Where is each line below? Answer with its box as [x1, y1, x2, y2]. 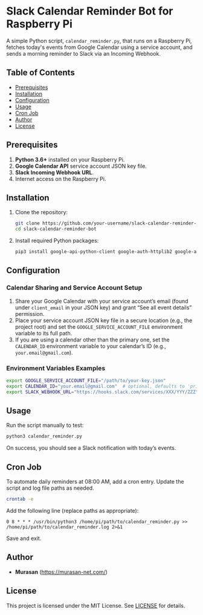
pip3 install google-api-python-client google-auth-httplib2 [14, 249, 173, 255]
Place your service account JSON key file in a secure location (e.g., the [14, 317, 193, 324]
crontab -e [6, 496, 34, 502]
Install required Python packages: [14, 237, 99, 245]
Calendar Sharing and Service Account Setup [6, 283, 143, 292]
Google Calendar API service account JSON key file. [14, 162, 147, 169]
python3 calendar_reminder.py [6, 433, 83, 439]
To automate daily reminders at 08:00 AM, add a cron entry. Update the [6, 478, 184, 485]
